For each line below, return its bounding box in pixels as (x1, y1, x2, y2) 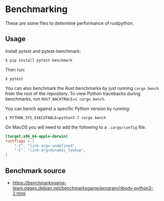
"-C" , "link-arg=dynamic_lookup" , (14, 148, 86, 153)
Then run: (5, 66, 25, 72)
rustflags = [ (5, 138, 35, 144)
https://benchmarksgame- (12, 179, 67, 185)
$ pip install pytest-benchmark (5, 58, 72, 63)
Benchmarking (5, 4, 68, 15)
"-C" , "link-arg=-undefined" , (14, 143, 77, 148)
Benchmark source (5, 166, 66, 175)
